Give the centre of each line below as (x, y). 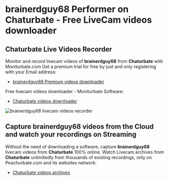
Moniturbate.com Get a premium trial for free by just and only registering (81, 67)
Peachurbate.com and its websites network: (51, 162)
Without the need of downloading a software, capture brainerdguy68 (77, 146)
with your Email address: (31, 72)
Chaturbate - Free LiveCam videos (79, 20)
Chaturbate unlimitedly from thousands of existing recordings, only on (79, 157)
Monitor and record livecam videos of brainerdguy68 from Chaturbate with (84, 61)
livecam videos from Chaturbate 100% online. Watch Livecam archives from (84, 152)
